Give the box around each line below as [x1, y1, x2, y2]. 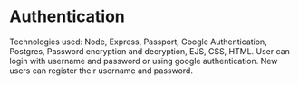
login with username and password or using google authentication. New [9, 55, 278, 66]
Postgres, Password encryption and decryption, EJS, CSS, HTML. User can [9, 45, 290, 56]
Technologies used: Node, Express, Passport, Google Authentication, [9, 36, 267, 47]
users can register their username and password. [9, 65, 193, 76]
